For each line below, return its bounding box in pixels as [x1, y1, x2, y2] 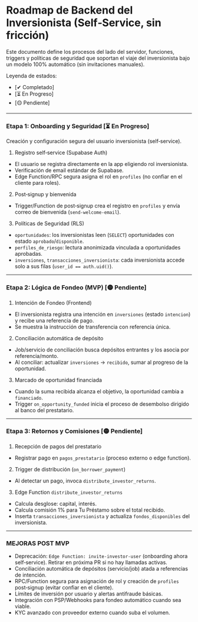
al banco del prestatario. [14, 406, 74, 413]
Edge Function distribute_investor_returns [14, 489, 123, 496]
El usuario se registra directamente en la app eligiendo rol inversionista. [14, 161, 189, 168]
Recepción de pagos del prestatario [14, 442, 102, 450]
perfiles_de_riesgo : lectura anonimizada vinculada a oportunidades [14, 244, 181, 251]
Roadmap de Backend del [6, 4, 133, 17]
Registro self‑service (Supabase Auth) [14, 149, 108, 157]
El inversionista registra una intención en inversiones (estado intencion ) [14, 311, 191, 318]
